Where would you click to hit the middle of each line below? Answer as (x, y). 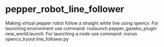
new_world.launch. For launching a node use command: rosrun (71, 33)
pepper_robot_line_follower (65, 9)
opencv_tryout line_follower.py (37, 39)
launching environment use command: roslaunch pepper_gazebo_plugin (81, 28)
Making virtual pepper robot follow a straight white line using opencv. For (82, 23)
